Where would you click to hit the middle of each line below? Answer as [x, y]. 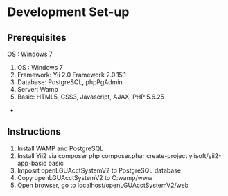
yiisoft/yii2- [205, 155]
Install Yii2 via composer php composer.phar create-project [102, 155]
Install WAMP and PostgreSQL [60, 148]
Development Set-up [68, 12]
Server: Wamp [38, 89]
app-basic [32, 163]
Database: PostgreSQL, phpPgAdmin [70, 82]
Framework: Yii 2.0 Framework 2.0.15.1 [72, 75]
